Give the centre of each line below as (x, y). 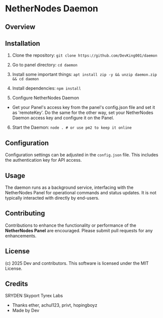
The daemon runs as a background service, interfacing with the (69, 187)
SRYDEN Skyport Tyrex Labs (34, 296)
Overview (20, 27)
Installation (23, 43)
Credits (17, 284)
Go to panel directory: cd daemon (45, 65)
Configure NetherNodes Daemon (46, 98)
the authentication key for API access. (43, 160)
